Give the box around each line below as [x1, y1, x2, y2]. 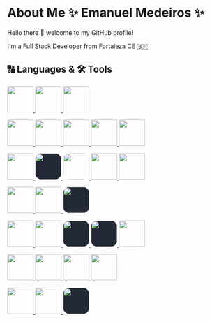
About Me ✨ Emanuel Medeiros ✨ [7, 5, 204, 21]
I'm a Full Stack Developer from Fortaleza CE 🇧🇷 [7, 42, 149, 50]
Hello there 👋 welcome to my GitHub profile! [7, 28, 134, 36]
